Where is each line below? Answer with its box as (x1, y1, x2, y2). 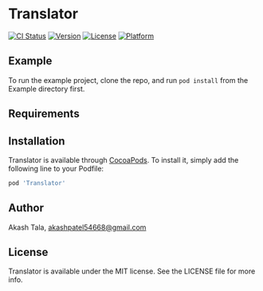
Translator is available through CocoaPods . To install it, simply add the (8, 155, 239, 164)
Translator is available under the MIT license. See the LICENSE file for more (8, 266, 256, 276)
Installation (8, 134, 65, 147)
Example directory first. (8, 84, 85, 93)
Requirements (8, 107, 80, 120)
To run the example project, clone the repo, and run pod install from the (8, 75, 249, 85)
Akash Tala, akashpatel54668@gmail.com (8, 222, 147, 232)
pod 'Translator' (8, 179, 66, 187)
